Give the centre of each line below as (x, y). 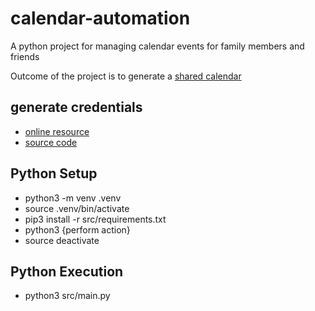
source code (51, 142)
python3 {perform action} (77, 229)
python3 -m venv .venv (73, 198)
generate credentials (76, 107)
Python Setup (54, 173)
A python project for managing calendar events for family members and (157, 46)
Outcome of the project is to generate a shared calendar (126, 76)
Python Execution (67, 271)
